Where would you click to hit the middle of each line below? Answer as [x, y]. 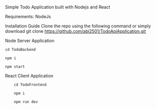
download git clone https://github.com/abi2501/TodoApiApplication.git [76, 31]
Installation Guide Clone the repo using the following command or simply [78, 26]
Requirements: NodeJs [28, 16]
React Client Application [29, 76]
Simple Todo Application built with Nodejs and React [58, 7]
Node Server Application [30, 41]
